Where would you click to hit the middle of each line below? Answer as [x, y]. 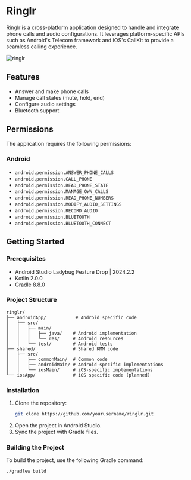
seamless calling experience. [42, 47]
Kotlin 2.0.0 [29, 278]
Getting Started [35, 242]
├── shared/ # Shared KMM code [62, 349]
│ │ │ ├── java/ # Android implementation [71, 333]
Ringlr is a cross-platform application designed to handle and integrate [93, 27]
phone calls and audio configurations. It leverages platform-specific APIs [95, 33]
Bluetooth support [37, 110]
